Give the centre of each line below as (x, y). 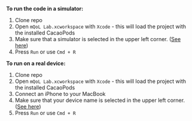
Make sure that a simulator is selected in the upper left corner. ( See (98, 39)
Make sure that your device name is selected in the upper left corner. (100, 100)
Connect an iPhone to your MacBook (60, 94)
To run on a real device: (36, 63)
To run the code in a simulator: (45, 9)
